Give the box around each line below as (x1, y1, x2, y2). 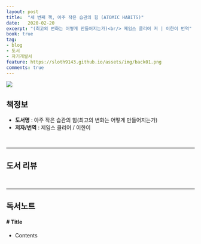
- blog (6, 43, 23, 49)
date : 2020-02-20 (6, 20, 55, 26)
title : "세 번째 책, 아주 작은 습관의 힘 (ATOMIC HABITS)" (6, 14, 144, 20)
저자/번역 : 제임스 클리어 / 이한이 (14, 124, 91, 131)
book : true (6, 31, 33, 37)
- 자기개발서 (6, 53, 33, 59)
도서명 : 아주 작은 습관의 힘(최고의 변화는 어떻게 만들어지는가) (14, 116, 158, 123)
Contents (14, 231, 38, 239)
